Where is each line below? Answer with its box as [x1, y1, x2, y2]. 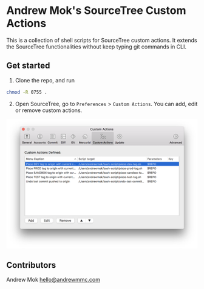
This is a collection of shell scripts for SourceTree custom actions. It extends [6, 36, 197, 44]
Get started [6, 61, 50, 71]
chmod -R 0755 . [6, 89, 47, 95]
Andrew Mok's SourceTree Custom [6, 4, 186, 18]
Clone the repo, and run [15, 76, 75, 84]
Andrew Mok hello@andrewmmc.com [6, 276, 100, 284]
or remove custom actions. [15, 107, 83, 114]
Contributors [6, 260, 56, 270]
